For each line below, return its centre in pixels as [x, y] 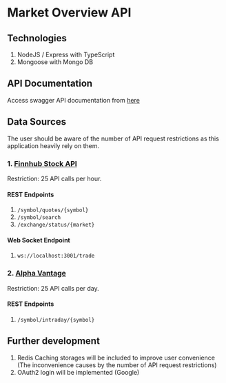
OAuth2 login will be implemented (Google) [78, 372]
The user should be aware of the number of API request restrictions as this [113, 138]
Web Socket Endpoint [39, 240]
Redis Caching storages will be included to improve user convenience [116, 358]
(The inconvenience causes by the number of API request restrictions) [117, 365]
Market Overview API [69, 13]
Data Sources [37, 122]
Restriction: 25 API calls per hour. [54, 178]
